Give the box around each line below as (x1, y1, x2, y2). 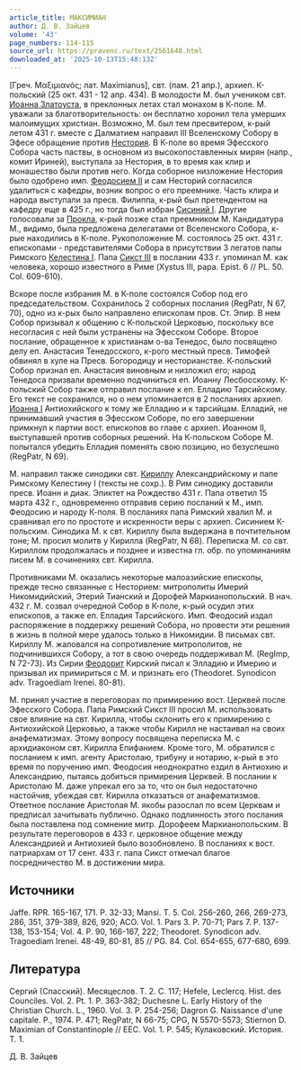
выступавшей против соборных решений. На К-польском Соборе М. (9, 432, 274, 442)
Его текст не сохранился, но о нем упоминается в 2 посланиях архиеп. (9, 393, 283, 404)
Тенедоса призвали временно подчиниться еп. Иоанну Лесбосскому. (9, 374, 279, 385)
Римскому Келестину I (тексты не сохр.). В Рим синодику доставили (9, 478, 274, 489)
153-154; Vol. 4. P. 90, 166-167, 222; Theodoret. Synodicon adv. (26, 926, 262, 937)
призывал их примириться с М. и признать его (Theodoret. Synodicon (9, 668, 277, 678)
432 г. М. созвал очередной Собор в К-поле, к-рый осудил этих (9, 600, 254, 611)
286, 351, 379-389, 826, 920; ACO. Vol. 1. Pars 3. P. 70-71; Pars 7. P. (9, 916, 261, 927)
